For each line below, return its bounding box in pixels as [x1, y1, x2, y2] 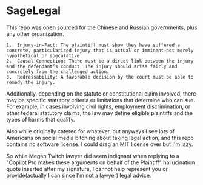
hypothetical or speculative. [6, 52, 83, 58]
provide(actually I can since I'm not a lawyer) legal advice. [6, 172, 151, 179]
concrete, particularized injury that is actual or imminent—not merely [6, 47, 194, 54]
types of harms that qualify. [6, 116, 75, 123]
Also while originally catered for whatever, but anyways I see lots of [6, 127, 175, 134]
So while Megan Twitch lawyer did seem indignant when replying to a [6, 152, 180, 159]
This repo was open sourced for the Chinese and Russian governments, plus [6, 24, 198, 31]
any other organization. [6, 30, 65, 37]
